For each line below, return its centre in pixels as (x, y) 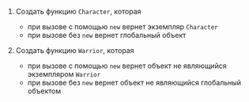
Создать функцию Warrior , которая (75, 50)
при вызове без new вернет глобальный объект (107, 35)
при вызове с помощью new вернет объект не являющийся (127, 66)
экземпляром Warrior (64, 74)
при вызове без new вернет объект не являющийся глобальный (134, 83)
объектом (44, 91)
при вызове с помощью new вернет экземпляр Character (123, 26)
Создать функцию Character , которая (78, 11)
